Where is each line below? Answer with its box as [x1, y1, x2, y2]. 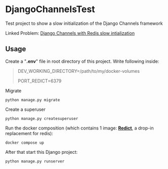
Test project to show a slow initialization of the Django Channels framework [5, 20, 163, 26]
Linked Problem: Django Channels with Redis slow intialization [5, 30, 135, 36]
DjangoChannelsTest [5, 4, 95, 15]
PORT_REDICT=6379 [17, 77, 62, 84]
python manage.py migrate [5, 97, 60, 102]
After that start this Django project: [5, 149, 78, 155]
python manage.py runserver [5, 158, 65, 164]
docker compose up [5, 140, 44, 145]
